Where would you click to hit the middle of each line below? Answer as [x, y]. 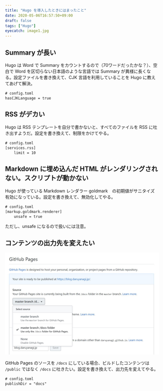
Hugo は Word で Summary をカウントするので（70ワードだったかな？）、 [79, 65]
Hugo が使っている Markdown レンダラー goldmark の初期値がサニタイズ [80, 191]
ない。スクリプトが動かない [47, 178]
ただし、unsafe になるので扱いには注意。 [47, 226]
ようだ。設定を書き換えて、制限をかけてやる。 [65, 133]
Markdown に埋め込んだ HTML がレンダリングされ [81, 169]
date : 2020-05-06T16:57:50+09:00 [39, 15]
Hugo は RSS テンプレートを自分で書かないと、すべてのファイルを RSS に [79, 127]
